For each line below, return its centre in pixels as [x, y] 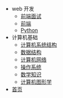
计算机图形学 [36, 82]
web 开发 [23, 9]
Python [29, 30]
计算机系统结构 [39, 45]
